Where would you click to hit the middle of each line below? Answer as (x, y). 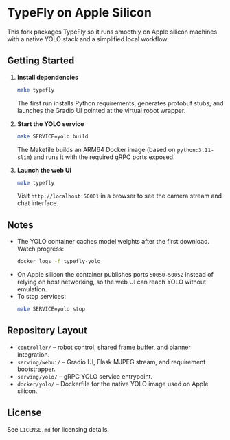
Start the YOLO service (50, 124)
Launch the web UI (44, 170)
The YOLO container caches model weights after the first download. (113, 242)
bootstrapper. (36, 369)
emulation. (32, 289)
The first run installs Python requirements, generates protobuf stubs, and (120, 103)
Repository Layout (47, 331)
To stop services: (42, 297)
